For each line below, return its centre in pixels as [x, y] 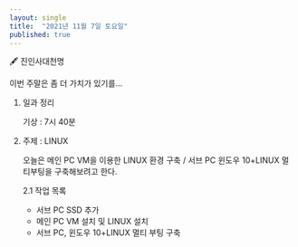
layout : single [38, 18]
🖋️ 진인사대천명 [37, 62]
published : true [40, 34]
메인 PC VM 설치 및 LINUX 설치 [92, 222]
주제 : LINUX [45, 141]
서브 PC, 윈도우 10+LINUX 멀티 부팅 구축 [108, 233]
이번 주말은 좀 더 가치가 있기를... [66, 83]
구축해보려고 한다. [86, 172]
